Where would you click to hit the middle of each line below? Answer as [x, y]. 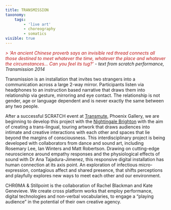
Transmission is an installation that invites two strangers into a [70, 79]
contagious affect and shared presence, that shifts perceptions [97, 170]
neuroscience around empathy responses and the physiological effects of [83, 154]
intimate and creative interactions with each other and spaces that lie [78, 132]
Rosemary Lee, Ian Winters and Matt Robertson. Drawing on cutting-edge [82, 148]
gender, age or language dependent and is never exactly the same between [85, 100]
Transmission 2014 [25, 69]
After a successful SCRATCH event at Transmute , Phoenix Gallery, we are [82, 116]
